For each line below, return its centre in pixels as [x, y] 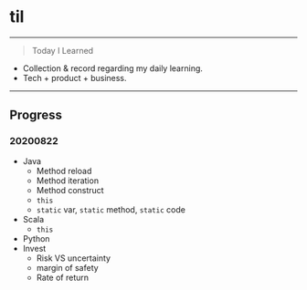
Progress [36, 115]
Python [36, 238]
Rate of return [63, 277]
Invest [34, 248]
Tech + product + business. [74, 78]
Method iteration [67, 181]
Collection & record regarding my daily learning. [113, 68]
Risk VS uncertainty [74, 258]
